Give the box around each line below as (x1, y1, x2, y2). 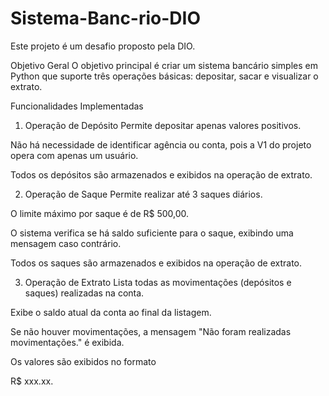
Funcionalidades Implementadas (10, 100, 144, 112)
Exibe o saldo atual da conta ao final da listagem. (10, 306, 212, 318)
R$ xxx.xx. (10, 375, 54, 387)
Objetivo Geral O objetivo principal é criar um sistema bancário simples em (10, 59, 318, 71)
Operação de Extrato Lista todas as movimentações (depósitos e (24, 276, 292, 288)
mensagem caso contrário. (10, 237, 122, 249)
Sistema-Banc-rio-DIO (10, 7, 201, 30)
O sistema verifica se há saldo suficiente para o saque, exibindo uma (10, 227, 294, 239)
